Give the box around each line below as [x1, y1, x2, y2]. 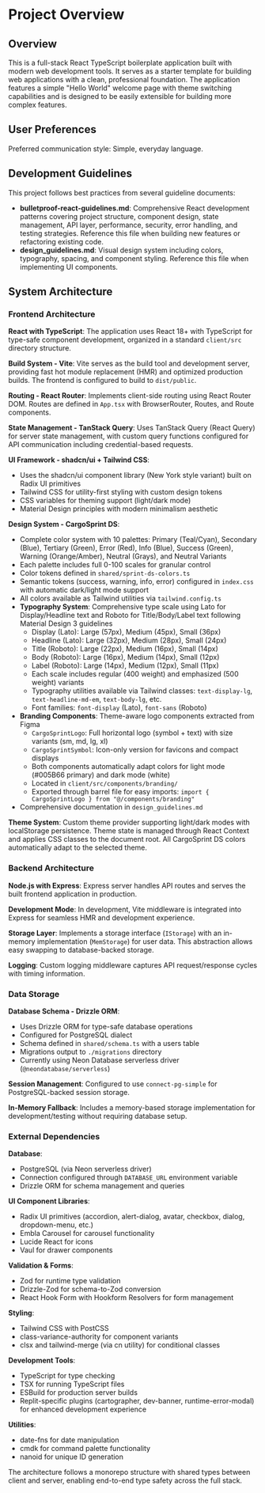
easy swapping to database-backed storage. [8, 945, 154, 954]
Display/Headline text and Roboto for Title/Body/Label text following [19, 611, 241, 620]
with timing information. [8, 968, 85, 978]
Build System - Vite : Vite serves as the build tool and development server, [8, 358, 251, 369]
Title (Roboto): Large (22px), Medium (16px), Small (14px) [31, 644, 219, 654]
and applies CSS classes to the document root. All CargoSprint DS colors [8, 835, 246, 844]
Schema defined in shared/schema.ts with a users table [19, 1038, 200, 1048]
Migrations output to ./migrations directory [19, 1047, 162, 1056]
